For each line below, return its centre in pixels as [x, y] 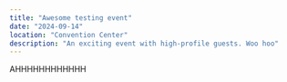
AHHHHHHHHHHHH [48, 69]
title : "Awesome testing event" [71, 18]
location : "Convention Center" [69, 35]
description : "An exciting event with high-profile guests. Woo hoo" [144, 43]
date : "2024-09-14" [46, 26]
